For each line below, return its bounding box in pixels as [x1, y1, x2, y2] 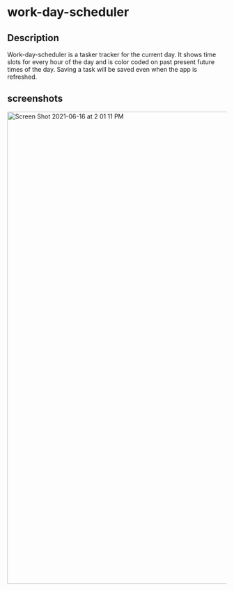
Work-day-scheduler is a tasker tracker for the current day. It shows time [7, 50, 217, 59]
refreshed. [7, 72, 38, 81]
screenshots [7, 93, 63, 105]
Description [7, 32, 59, 44]
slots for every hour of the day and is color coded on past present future [7, 58, 215, 66]
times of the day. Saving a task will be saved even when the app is [7, 66, 197, 73]
